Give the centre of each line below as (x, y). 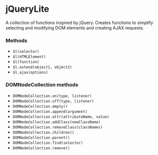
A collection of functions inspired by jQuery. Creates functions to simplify (79, 23)
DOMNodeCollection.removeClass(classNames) (58, 127)
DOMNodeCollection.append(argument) (50, 111)
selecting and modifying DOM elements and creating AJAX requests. (75, 27)
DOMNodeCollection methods (42, 85)
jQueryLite (27, 9)
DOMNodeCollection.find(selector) (48, 143)
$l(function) (26, 62)
